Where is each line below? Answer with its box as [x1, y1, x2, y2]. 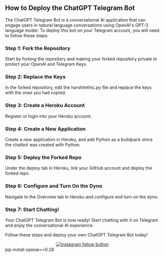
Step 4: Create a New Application [5, 125, 86, 132]
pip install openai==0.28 [5, 246, 54, 252]
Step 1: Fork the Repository [5, 45, 71, 51]
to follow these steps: [5, 32, 48, 38]
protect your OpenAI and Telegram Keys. [5, 61, 87, 67]
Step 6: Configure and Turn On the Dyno [5, 182, 103, 189]
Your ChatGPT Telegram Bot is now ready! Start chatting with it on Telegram [5, 217, 159, 223]
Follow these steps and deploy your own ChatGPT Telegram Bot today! [5, 231, 148, 237]
